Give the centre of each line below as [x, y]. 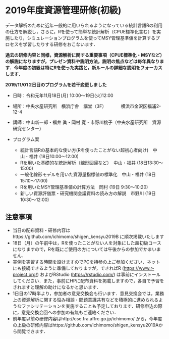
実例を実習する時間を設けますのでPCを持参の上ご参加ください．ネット [86, 262]
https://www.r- [139, 268]
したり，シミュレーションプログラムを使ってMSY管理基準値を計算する [82, 38]
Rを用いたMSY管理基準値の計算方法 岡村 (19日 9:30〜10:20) [84, 187]
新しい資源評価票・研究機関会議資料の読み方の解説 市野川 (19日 [88, 193]
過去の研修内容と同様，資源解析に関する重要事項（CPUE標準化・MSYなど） [84, 55]
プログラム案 [26, 139]
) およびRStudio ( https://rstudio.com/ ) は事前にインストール [99, 274]
